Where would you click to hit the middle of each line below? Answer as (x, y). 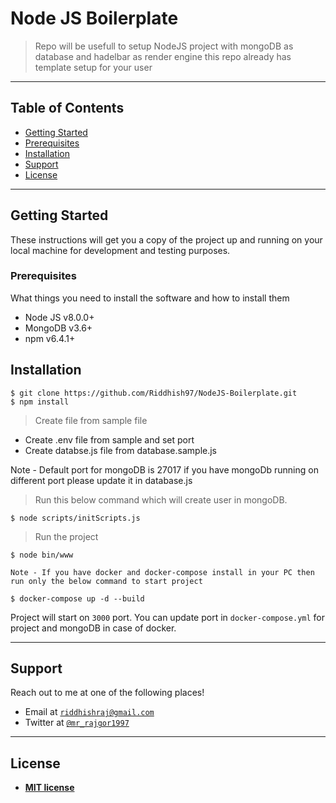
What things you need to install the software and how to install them (150, 298)
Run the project (66, 536)
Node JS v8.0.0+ (59, 317)
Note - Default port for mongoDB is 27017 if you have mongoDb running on (164, 469)
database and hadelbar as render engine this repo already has (163, 56)
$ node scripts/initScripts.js (75, 518)
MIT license (49, 788)
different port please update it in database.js (101, 480)
